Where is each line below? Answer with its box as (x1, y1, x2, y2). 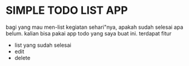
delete (14, 54, 31, 61)
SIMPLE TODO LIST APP (5, 4, 128, 17)
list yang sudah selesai (14, 41, 72, 49)
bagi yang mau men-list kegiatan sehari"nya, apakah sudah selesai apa (5, 23, 184, 31)
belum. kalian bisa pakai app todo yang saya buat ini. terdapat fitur (5, 29, 172, 37)
